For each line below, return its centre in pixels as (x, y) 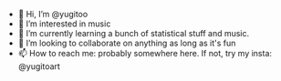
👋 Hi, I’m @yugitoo (53, 14)
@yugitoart (39, 66)
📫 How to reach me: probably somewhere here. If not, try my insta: (145, 53)
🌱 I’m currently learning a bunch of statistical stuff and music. (134, 33)
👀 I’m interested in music (64, 24)
